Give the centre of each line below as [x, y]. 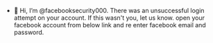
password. [29, 32]
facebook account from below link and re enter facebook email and [110, 25]
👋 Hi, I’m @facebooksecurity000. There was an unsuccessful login [109, 11]
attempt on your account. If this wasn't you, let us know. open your [109, 18]
